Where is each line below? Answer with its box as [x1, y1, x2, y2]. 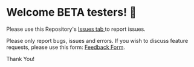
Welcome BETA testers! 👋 [6, 5, 137, 19]
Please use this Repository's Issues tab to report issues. [6, 25, 146, 33]
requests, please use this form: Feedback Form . [6, 43, 125, 51]
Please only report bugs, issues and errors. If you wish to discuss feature [6, 37, 189, 44]
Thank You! [6, 55, 35, 62]
